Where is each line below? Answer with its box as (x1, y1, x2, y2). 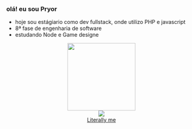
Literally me (86, 116, 117, 124)
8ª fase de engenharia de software (14, 25, 102, 32)
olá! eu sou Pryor (6, 5, 57, 13)
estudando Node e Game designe (14, 31, 99, 38)
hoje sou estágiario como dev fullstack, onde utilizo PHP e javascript (14, 19, 186, 26)
